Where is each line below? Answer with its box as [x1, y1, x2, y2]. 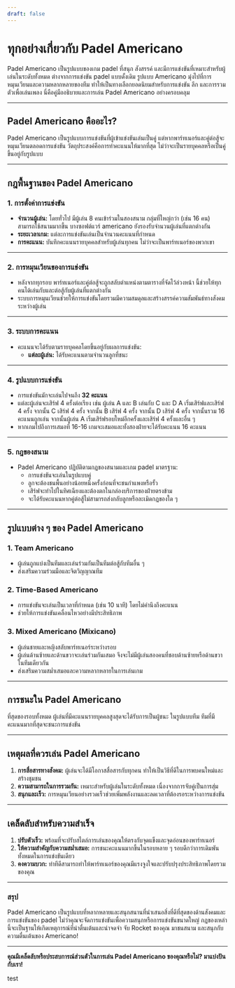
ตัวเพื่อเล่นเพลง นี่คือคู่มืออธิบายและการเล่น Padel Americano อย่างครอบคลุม [7, 88, 190, 96]
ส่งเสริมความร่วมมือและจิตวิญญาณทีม [17, 567, 103, 575]
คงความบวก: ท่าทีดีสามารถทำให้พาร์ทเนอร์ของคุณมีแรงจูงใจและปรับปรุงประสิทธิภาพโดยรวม [17, 859, 226, 868]
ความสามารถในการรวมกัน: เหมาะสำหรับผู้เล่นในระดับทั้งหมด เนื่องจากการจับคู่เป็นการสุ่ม [17, 782, 219, 791]
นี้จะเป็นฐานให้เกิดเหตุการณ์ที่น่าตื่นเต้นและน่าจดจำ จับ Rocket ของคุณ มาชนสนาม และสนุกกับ [7, 924, 224, 933]
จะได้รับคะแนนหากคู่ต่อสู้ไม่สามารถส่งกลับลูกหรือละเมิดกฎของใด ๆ [27, 494, 178, 503]
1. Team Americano [7, 543, 74, 553]
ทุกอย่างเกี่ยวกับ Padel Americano [7, 40, 183, 56]
